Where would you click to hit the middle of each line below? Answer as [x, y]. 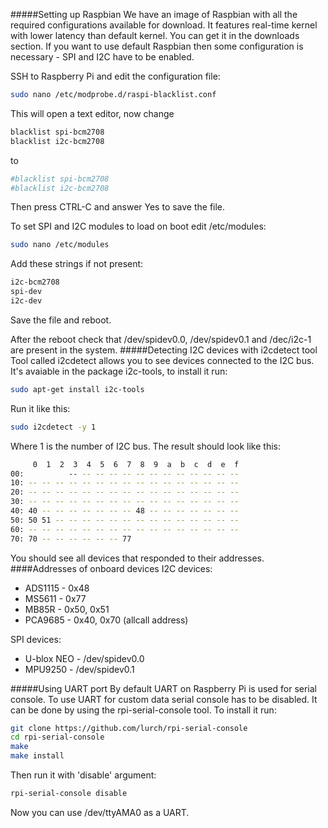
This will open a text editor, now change [92, 113]
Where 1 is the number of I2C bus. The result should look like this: [145, 446]
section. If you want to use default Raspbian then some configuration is [157, 46]
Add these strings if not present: [77, 264]
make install [37, 756]
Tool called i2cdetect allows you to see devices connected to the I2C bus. [162, 360]
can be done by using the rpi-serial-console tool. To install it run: [143, 710]
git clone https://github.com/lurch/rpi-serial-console [129, 728]
